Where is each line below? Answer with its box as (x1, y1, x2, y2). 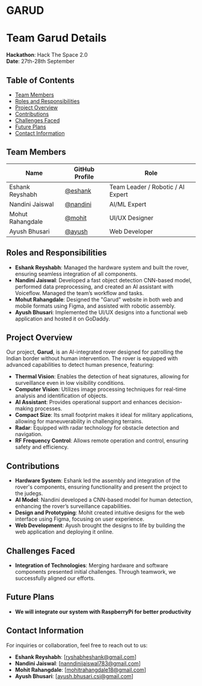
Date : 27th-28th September (6, 58, 75, 65)
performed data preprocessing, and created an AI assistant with (14, 283, 174, 290)
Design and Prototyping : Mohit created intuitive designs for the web (14, 509, 185, 516)
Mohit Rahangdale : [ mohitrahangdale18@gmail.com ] (14, 666, 146, 673)
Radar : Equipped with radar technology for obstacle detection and (14, 424, 179, 431)
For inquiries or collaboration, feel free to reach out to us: (6, 641, 148, 649)
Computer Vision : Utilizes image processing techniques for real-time (14, 386, 186, 393)
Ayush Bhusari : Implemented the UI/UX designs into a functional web (14, 308, 188, 316)
